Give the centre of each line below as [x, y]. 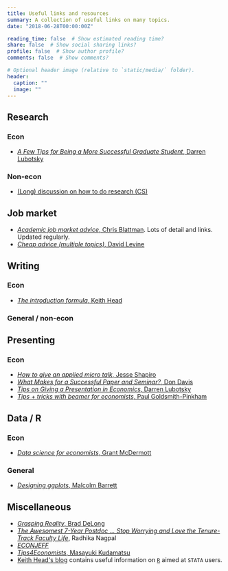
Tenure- [209, 531]
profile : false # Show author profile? [66, 51]
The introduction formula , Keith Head [69, 300]
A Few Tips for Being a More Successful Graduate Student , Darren [111, 152]
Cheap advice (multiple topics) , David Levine [81, 244]
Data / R [24, 418]
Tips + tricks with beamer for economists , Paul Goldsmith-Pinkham [112, 397]
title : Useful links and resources [58, 13]
